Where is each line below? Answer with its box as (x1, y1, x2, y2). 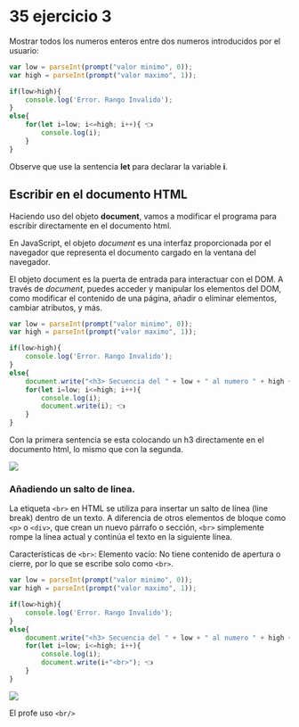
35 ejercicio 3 (9, 6, 112, 27)
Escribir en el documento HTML (9, 187, 189, 202)
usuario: (9, 45, 40, 55)
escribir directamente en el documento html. (9, 220, 172, 231)
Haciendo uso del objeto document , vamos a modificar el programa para (9, 211, 278, 221)
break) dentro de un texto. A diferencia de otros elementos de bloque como (9, 513, 287, 524)
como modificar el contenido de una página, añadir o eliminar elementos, (9, 293, 278, 303)
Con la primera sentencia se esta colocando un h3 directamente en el (9, 434, 264, 445)
